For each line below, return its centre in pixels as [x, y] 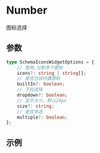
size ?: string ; [36, 106]
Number [27, 10]
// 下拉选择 [30, 90]
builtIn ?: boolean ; [41, 84]
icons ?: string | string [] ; [51, 73]
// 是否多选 [30, 111]
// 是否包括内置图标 [39, 79]
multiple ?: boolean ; [42, 117]
